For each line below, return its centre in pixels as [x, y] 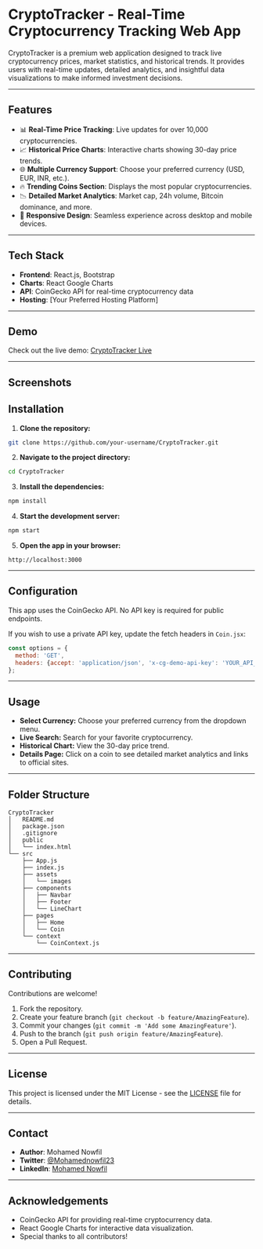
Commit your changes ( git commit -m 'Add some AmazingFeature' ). [128, 1025]
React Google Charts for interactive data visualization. [106, 1228]
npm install [27, 501]
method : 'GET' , [40, 656]
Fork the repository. [51, 1008]
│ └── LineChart [52, 909]
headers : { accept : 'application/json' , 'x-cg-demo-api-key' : [117, 663]
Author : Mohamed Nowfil [61, 1152]
